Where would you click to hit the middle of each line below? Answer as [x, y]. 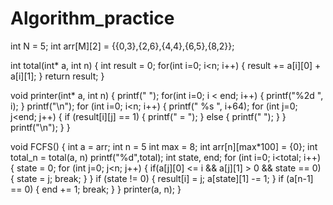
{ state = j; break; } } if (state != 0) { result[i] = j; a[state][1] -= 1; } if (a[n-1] [162, 178]
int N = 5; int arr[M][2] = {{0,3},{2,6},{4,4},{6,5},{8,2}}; [122, 46]
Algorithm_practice [92, 18]
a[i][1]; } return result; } [57, 76]
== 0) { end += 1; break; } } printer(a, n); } [96, 189]
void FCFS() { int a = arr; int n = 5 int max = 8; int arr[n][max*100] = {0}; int [164, 146]
